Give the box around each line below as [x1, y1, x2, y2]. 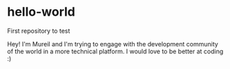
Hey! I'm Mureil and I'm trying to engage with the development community [7, 40, 219, 48]
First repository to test [7, 27, 70, 35]
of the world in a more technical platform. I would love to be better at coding [7, 47, 224, 55]
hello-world [7, 4, 76, 20]
